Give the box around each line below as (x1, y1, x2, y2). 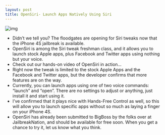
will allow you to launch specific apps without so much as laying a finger (12, 103, 160, 109)
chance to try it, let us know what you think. (12, 124, 102, 130)
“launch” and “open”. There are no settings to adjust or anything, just (12, 88, 153, 93)
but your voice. (12, 56, 44, 62)
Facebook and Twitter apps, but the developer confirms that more (12, 72, 147, 78)
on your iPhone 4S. (12, 108, 52, 114)
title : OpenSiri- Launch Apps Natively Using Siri (5, 12, 112, 17)
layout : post (5, 7, 32, 12)
